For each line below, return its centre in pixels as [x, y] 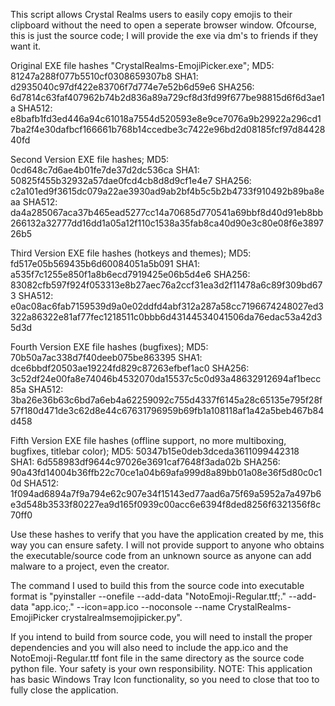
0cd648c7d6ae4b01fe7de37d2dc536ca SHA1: [105, 170]
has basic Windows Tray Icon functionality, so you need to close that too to [165, 679]
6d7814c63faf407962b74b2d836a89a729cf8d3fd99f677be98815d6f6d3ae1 [167, 97]
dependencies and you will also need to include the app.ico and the [149, 647]
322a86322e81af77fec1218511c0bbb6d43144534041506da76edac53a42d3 [166, 317]
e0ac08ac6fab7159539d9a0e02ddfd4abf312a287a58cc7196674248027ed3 [167, 306]
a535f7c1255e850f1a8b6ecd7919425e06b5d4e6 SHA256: [130, 274]
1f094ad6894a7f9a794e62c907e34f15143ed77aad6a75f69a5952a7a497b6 [166, 493]
